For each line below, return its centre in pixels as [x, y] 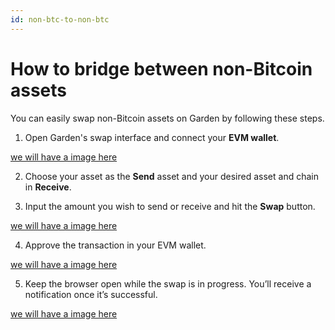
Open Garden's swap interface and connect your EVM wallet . [152, 137]
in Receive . [48, 187]
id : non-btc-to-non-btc [60, 19]
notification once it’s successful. [91, 294]
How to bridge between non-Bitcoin [161, 68]
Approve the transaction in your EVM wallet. [115, 245]
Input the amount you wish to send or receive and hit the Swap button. [170, 206]
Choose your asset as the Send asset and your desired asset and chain [171, 176]
